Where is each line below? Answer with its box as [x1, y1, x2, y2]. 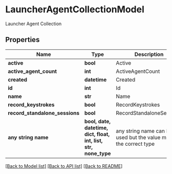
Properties [5, 35, 40, 44]
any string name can [116, 127, 165, 134]
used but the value [116, 133, 161, 141]
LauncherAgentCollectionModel [5, 4, 144, 15]
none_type [84, 150, 111, 157]
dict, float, [84, 130, 110, 138]
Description [134, 50, 164, 57]
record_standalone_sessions [8, 109, 80, 117]
